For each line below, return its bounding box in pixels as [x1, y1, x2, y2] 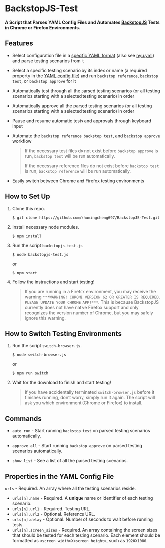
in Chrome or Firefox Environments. [5, 24, 81, 30]
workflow [12, 138, 32, 144]
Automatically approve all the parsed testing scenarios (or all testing [12, 103, 152, 109]
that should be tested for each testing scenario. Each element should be [12, 532, 160, 538]
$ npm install [12, 233, 42, 239]
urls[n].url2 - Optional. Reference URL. [12, 511, 96, 517]
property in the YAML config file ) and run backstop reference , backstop [12, 73, 158, 79]
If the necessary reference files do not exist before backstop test [24, 163, 159, 169]
